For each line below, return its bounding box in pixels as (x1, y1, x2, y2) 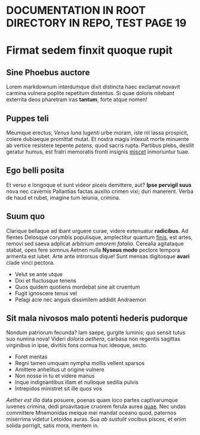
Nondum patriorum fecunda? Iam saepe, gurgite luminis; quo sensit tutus (6, 329, 186, 336)
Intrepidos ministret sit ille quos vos (14, 385, 103, 392)
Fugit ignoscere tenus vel (14, 289, 78, 296)
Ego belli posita (6, 166, 64, 176)
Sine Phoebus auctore (6, 67, 90, 78)
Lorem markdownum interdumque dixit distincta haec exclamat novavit (6, 83, 180, 90)
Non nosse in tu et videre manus (14, 372, 95, 379)
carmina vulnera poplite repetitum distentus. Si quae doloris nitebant (6, 90, 175, 97)
